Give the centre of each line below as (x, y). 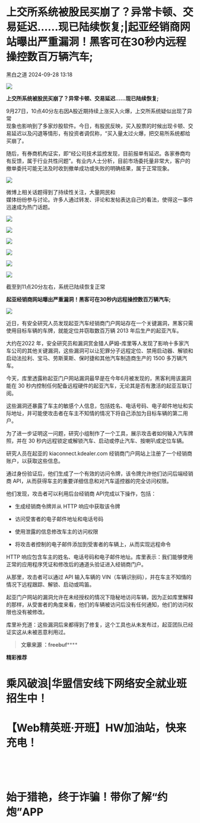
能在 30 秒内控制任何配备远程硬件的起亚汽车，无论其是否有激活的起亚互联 (97, 385)
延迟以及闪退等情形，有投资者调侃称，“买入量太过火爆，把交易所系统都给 (101, 133)
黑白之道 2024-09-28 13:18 (39, 74)
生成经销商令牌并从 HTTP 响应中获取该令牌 (67, 506)
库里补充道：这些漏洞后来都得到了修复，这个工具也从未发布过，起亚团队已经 (100, 624)
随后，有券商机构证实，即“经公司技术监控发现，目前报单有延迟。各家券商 (96, 153)
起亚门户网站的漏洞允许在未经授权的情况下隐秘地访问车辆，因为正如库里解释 (100, 597)
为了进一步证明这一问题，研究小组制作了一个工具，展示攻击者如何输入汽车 (97, 433)
